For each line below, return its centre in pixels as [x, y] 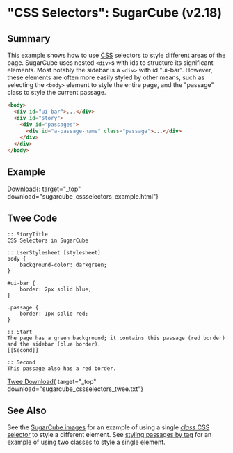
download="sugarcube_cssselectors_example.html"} [83, 196]
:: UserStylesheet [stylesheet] [54, 252]
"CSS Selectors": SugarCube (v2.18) [115, 13]
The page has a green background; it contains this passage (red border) [116, 338]
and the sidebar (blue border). [54, 344]
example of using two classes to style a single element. [86, 442]
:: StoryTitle [28, 234]
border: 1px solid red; [54, 314]
